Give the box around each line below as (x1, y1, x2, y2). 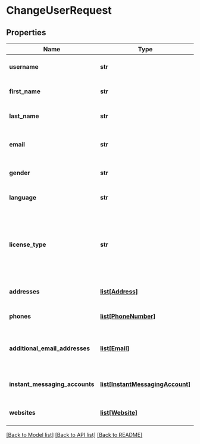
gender (9, 169, 30, 177)
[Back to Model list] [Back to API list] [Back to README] (6, 431, 143, 438)
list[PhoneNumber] (100, 312, 156, 320)
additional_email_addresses (9, 344, 90, 353)
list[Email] (100, 344, 130, 353)
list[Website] (100, 409, 138, 417)
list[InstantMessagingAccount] (100, 380, 191, 388)
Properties (6, 27, 46, 38)
